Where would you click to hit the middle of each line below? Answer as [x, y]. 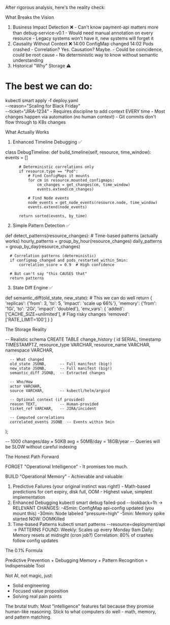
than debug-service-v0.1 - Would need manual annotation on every [83, 33]
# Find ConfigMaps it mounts [59, 176]
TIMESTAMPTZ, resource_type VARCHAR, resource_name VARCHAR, [78, 344]
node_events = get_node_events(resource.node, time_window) [93, 203]
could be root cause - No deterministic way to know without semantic [85, 55]
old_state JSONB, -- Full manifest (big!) [61, 364]
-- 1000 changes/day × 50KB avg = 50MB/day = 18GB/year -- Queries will [83, 441]
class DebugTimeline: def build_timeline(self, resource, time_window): [78, 152]
